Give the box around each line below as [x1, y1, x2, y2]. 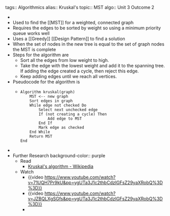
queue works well [12, 30, 50, 36]
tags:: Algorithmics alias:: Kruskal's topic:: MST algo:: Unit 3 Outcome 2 [5, 5, 155, 10]
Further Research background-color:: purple [12, 153, 106, 159]
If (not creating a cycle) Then [38, 112, 107, 117]
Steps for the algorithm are [12, 52, 69, 58]
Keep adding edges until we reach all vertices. [20, 74, 117, 79]
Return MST [29, 134, 52, 139]
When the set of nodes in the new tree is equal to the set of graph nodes [12, 41, 165, 47]
